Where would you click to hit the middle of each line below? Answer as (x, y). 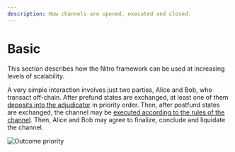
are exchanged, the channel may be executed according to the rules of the (116, 112)
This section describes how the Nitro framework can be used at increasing (116, 69)
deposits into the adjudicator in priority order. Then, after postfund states (114, 105)
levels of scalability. (36, 76)
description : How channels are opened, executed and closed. (99, 14)
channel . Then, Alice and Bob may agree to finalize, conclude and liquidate (116, 119)
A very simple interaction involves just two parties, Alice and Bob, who (110, 90)
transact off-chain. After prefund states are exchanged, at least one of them (118, 97)
